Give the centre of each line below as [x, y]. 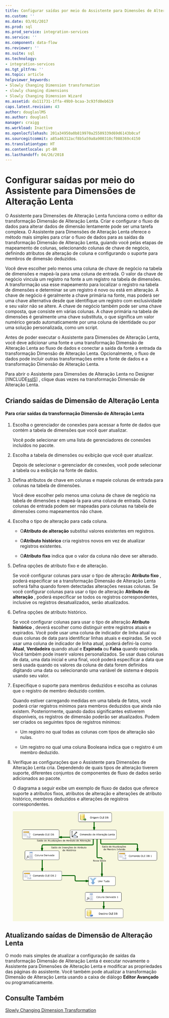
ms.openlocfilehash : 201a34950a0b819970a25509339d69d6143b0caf [73, 133]
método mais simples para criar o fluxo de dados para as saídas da [75, 237]
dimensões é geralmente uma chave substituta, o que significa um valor [80, 317]
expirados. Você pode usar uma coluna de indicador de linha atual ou [84, 632]
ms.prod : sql [19, 27]
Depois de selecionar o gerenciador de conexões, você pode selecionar [87, 465]
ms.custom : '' [20, 16]
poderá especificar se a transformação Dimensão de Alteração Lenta [84, 581]
